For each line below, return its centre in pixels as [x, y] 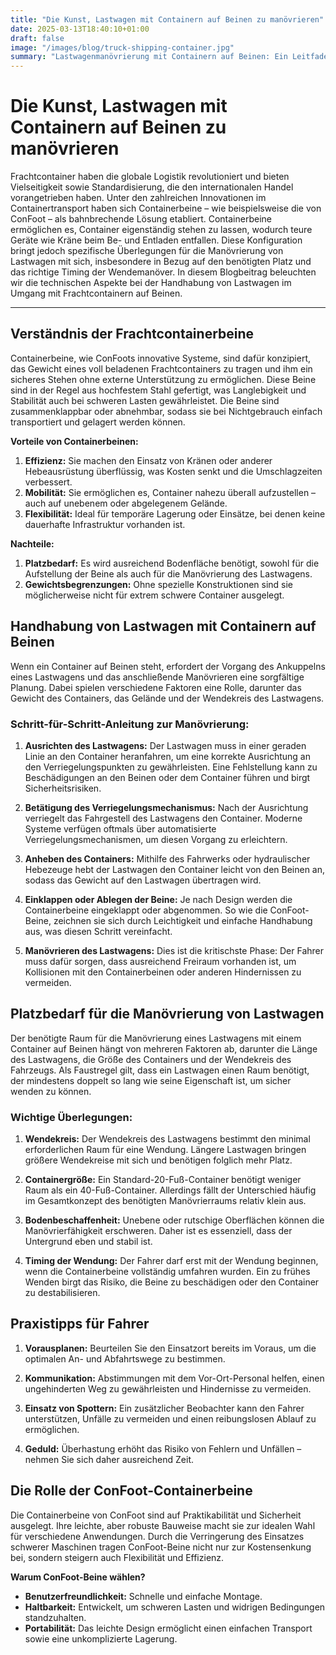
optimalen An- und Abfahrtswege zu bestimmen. [125, 1358]
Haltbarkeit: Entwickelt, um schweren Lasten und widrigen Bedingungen [175, 1607]
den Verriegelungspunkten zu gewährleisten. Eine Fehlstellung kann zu [171, 767]
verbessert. [48, 482]
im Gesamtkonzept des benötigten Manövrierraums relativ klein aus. [165, 1201]
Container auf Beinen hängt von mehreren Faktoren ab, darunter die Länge [164, 1048]
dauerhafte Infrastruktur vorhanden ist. [105, 524]
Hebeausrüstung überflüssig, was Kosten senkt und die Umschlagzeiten [173, 471]
